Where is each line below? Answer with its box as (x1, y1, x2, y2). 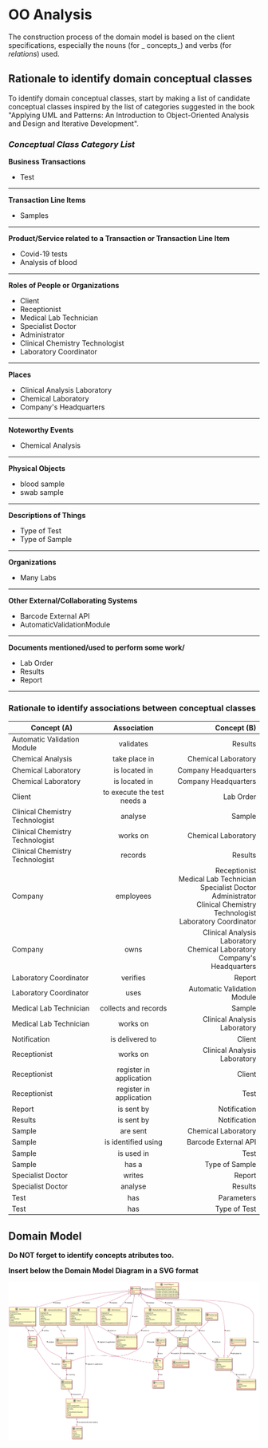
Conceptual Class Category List (8, 138, 136, 149)
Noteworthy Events (8, 425, 74, 435)
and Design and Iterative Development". (8, 118, 140, 129)
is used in (117, 1148, 150, 1158)
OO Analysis (8, 6, 93, 24)
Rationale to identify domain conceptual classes (8, 72, 253, 85)
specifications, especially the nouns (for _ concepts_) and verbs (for (8, 40, 232, 49)
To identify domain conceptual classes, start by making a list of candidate (8, 93, 250, 103)
